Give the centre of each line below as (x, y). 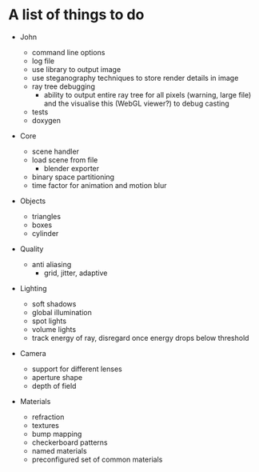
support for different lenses (77, 369)
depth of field (54, 386)
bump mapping (57, 434)
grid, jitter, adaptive (76, 273)
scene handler (56, 151)
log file (43, 61)
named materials (59, 450)
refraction (48, 417)
